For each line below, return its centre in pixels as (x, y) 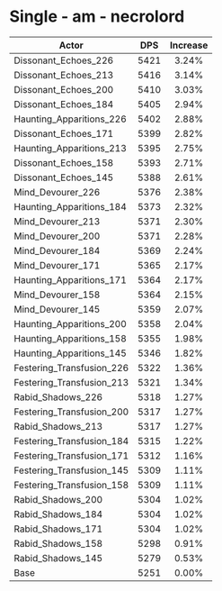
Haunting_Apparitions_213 (71, 148)
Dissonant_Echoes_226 (64, 60)
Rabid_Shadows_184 (58, 514)
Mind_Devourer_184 (57, 250)
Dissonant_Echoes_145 (64, 177)
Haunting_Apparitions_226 (71, 119)
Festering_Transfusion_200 (71, 412)
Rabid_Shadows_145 (58, 558)
